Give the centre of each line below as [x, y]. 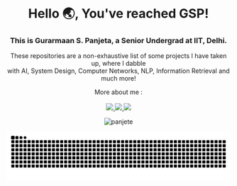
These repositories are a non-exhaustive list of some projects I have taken [118, 56]
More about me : [118, 92]
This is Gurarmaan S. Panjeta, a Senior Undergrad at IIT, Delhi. [118, 41]
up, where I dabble [118, 64]
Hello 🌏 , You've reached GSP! [118, 14]
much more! [118, 79]
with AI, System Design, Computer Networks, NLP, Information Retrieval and [118, 71]
